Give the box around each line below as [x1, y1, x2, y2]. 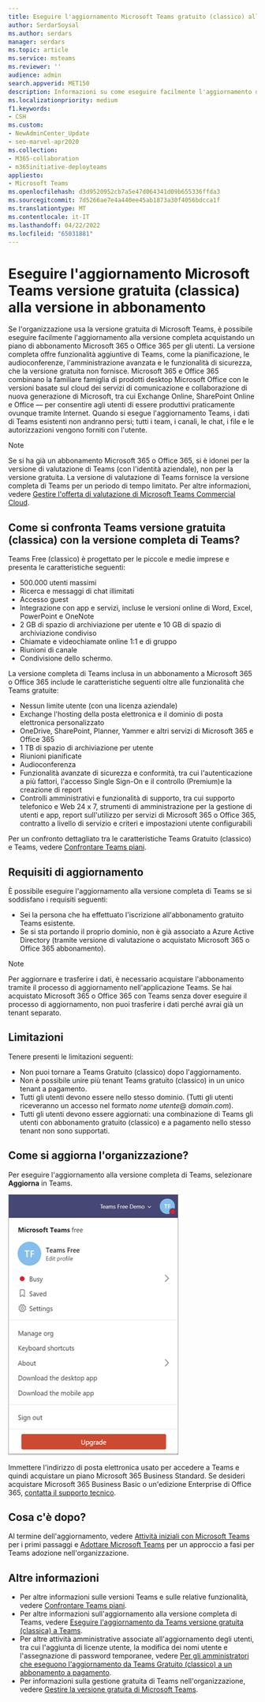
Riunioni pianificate [19, 751, 82, 761]
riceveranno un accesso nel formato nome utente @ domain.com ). [19, 1100, 234, 1110]
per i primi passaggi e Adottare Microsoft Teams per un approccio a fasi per [8, 1540, 255, 1549]
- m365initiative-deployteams [8, 163, 108, 171]
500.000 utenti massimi [19, 578, 97, 588]
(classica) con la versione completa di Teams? [8, 533, 241, 547]
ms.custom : [8, 121, 44, 130]
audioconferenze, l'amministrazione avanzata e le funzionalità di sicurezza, [8, 358, 252, 368]
